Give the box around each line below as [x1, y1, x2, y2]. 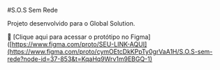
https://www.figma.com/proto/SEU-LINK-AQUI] [11, 40, 147, 48]
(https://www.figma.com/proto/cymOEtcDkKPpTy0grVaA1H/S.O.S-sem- [7, 48, 213, 55]
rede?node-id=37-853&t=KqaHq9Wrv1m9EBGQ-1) [7, 55, 152, 63]
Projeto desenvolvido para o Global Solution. [7, 19, 135, 27]
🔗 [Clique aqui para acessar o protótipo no [7, 33, 129, 41]
